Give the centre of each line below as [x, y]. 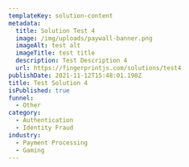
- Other [29, 105]
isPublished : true [39, 90]
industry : [25, 135]
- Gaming [30, 150]
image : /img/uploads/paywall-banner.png [84, 38]
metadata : [25, 23]
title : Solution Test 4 [55, 31]
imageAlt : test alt [48, 46]
